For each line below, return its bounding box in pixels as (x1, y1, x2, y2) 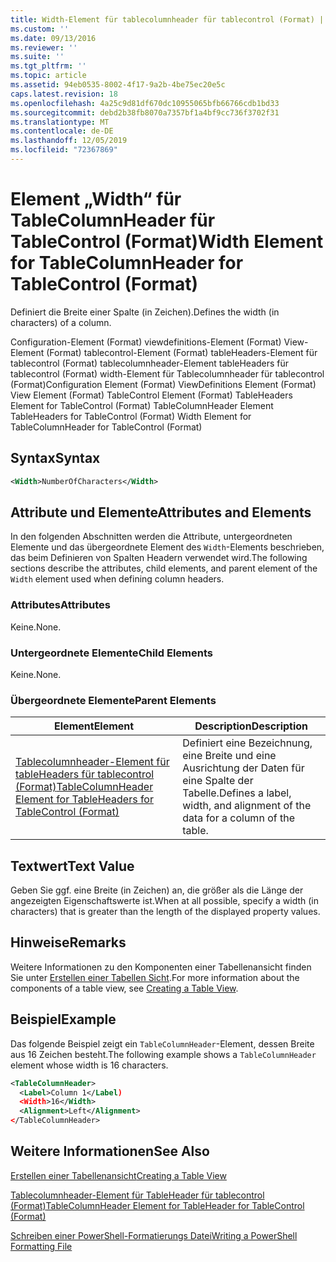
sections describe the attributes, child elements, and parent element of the (10, 562, 318, 575)
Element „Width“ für (10, 188, 182, 211)
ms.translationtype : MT (10, 117, 110, 127)
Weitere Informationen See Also (10, 1143, 210, 1160)
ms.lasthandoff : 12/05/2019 (10, 136, 128, 146)
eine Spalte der (182, 774, 254, 788)
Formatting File (10, 1240, 73, 1252)
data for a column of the (182, 811, 295, 825)
